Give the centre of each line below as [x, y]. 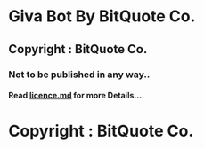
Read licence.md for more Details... [75, 96]
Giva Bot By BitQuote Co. [102, 16]
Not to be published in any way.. [79, 74]
